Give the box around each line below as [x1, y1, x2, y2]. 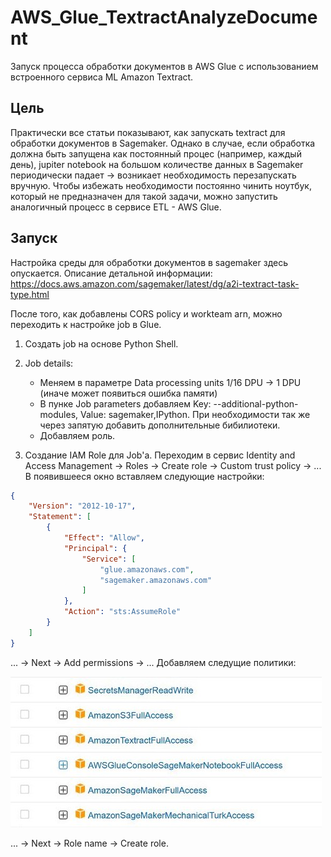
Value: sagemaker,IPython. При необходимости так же [80, 408, 311, 420]
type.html [10, 288, 50, 300]
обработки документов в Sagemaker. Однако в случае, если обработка [10, 137, 316, 149]
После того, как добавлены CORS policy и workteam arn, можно [10, 307, 283, 320]
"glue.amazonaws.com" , [99, 564, 195, 575]
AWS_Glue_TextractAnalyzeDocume [10, 6, 318, 29]
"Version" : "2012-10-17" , [28, 501, 137, 511]
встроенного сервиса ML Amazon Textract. [10, 71, 194, 83]
